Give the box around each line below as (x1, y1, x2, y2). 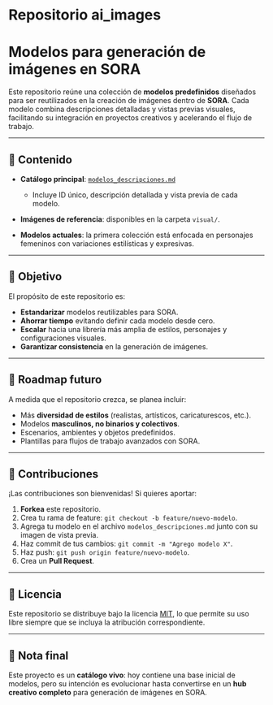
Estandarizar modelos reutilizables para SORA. (19, 307, 179, 317)
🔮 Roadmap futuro (8, 373, 102, 387)
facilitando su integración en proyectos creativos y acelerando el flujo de (8, 113, 253, 123)
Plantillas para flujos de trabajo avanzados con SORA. (19, 436, 201, 446)
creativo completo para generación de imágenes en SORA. (8, 688, 207, 697)
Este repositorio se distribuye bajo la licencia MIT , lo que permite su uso (8, 609, 249, 619)
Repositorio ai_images (8, 6, 161, 24)
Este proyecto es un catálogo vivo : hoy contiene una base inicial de (8, 670, 236, 680)
